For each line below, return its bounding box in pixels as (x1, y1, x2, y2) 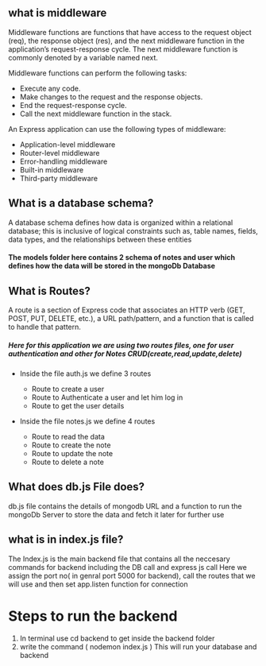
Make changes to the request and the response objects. (19, 91, 203, 102)
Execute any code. (19, 83, 81, 93)
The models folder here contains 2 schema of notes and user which (8, 253, 236, 262)
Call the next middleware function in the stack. (19, 109, 172, 118)
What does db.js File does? (8, 480, 145, 494)
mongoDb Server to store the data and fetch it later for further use (8, 509, 225, 519)
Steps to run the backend (8, 607, 178, 625)
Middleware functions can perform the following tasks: (8, 68, 187, 78)
